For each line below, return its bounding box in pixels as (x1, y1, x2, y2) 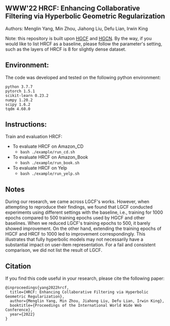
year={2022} (10, 312, 36, 317)
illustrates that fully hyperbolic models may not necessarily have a (5, 236, 144, 243)
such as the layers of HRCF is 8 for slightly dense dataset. (5, 46, 126, 52)
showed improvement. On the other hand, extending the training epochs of (5, 225, 161, 232)
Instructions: (5, 120, 47, 129)
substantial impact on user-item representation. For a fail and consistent (5, 242, 156, 248)
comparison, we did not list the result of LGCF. (5, 247, 103, 253)
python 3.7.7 (5, 84, 33, 89)
